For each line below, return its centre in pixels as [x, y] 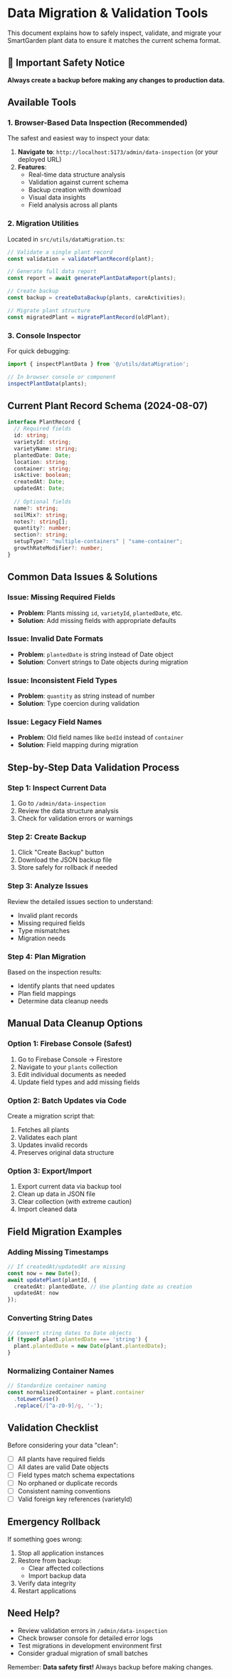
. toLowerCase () [36, 1399]
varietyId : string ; [43, 442]
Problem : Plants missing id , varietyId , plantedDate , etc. [100, 613]
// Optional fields [43, 501]
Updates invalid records [53, 1145]
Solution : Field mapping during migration [78, 745]
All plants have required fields [61, 1458]
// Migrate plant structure [49, 310]
